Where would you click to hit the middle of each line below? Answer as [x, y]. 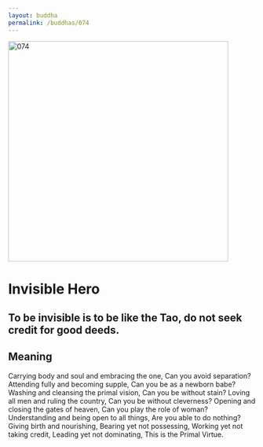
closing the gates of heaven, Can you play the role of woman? [108, 409]
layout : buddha [33, 15]
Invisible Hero [54, 289]
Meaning [30, 357]
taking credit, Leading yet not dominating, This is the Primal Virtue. [116, 434]
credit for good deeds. [64, 330]
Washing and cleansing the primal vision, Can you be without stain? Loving [129, 392]
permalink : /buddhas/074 [49, 23]
